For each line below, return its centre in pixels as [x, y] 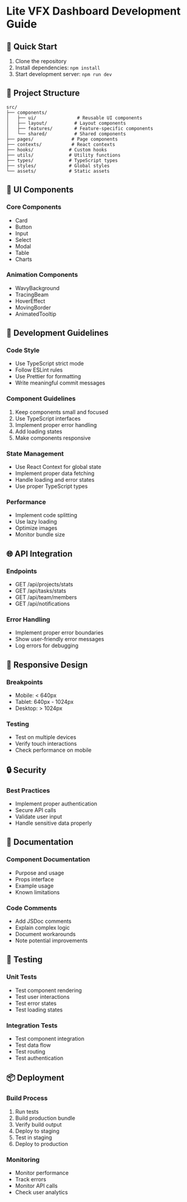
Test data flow [33, 1045]
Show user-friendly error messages [59, 639]
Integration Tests [32, 1025]
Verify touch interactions [46, 744]
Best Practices [28, 790]
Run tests [27, 1111]
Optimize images [36, 528]
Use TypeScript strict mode [49, 364]
